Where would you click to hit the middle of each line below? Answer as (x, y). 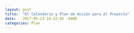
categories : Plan (23, 23)
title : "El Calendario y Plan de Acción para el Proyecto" (67, 14)
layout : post (18, 9)
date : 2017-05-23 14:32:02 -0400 (41, 18)
